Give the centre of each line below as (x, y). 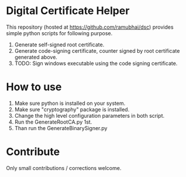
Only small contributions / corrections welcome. (64, 168)
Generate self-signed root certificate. (59, 45)
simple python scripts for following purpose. (59, 33)
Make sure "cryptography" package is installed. (72, 109)
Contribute (33, 152)
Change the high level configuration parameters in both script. (89, 115)
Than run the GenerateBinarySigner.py (61, 128)
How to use (34, 87)
